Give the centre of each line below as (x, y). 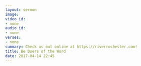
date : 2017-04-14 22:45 (30, 56)
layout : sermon (21, 10)
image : (12, 14)
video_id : (15, 19)
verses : (13, 38)
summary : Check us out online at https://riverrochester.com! (71, 47)
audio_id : (15, 28)
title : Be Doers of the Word (35, 51)
